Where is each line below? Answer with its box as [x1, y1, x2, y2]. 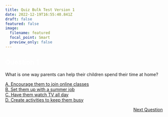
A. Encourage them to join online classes [5, 81, 89, 87]
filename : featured [9, 30, 50, 35]
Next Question [133, 107, 163, 113]
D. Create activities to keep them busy [5, 97, 84, 103]
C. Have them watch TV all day [5, 92, 69, 98]
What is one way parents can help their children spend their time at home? [5, 71, 158, 77]
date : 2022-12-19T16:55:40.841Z [5, 12, 72, 17]
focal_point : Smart [9, 35, 50, 40]
